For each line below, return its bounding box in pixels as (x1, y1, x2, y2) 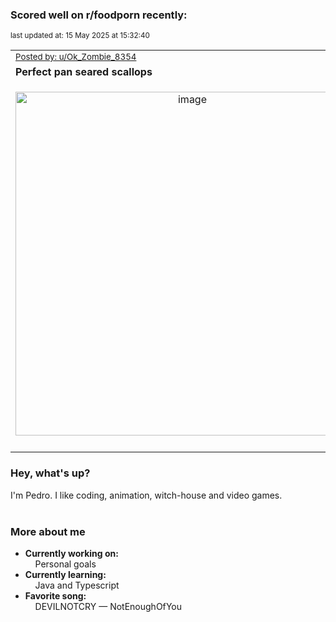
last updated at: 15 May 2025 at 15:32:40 (10, 31, 150, 41)
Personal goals (34, 558, 97, 570)
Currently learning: (24, 568, 107, 580)
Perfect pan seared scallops (15, 65, 153, 79)
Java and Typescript (34, 579, 120, 591)
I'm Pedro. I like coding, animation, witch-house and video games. (10, 489, 283, 501)
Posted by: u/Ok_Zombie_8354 (15, 51, 137, 63)
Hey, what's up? (10, 466, 91, 480)
